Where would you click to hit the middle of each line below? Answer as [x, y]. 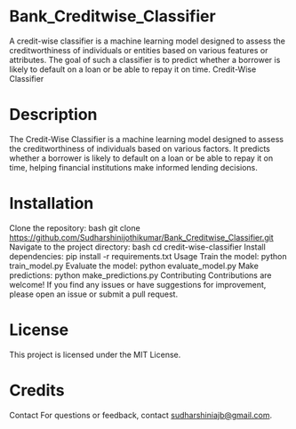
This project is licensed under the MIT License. [95, 354]
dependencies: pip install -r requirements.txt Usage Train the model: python [148, 256]
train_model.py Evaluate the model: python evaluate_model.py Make [134, 266]
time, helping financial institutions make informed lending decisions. [133, 167]
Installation [52, 204]
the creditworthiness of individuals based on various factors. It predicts [140, 148]
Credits [37, 390]
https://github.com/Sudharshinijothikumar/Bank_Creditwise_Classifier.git [141, 237]
